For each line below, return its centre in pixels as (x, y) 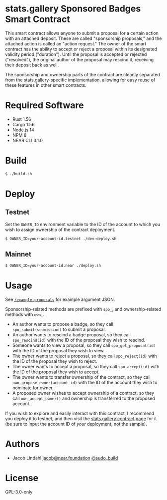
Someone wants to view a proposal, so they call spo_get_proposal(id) (84, 345)
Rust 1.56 (22, 119)
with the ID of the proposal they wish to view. (58, 351)
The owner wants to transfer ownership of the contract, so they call (81, 377)
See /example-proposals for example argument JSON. (60, 299)
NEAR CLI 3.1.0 (28, 140)
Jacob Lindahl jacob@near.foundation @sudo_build (65, 458)
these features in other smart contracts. (46, 85)
